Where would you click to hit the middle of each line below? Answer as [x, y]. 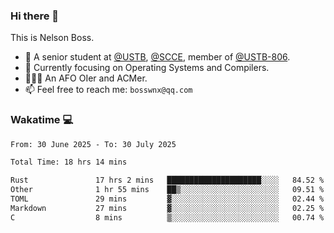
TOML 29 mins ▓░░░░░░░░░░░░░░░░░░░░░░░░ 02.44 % [167, 199]
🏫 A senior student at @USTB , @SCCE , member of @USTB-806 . [157, 57]
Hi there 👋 [35, 16]
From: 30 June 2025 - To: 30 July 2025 [93, 144]
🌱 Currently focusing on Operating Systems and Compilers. [147, 68]
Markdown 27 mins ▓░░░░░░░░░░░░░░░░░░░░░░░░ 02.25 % [167, 208]
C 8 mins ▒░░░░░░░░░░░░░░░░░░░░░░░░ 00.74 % [167, 217]
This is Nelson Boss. [52, 38]
